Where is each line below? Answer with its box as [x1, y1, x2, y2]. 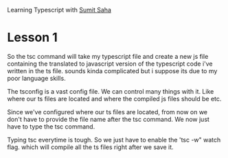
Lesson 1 [7, 30, 58, 45]
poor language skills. [7, 74, 67, 82]
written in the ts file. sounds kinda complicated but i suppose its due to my [7, 66, 218, 75]
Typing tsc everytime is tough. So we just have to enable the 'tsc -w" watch [7, 135, 221, 144]
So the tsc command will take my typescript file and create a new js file [7, 52, 209, 60]
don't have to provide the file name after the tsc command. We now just [7, 115, 209, 123]
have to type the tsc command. [7, 122, 95, 131]
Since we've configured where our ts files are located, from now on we [7, 107, 208, 116]
